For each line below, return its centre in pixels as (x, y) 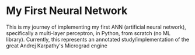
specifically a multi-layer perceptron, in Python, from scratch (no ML (88, 33)
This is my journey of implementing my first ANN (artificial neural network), (96, 27)
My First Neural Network (67, 11)
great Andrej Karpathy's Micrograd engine (57, 46)
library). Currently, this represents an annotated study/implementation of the (98, 39)
